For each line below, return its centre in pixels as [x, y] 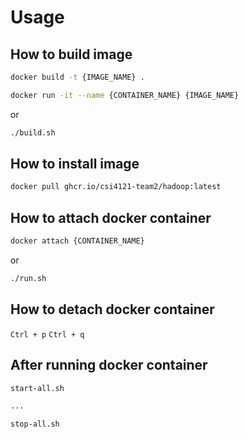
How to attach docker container [111, 217]
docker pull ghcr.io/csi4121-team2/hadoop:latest [116, 187]
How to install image [75, 164]
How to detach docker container [112, 309]
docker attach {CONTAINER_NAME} [77, 241]
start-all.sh [37, 388]
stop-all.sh [35, 424]
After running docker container [109, 365]
